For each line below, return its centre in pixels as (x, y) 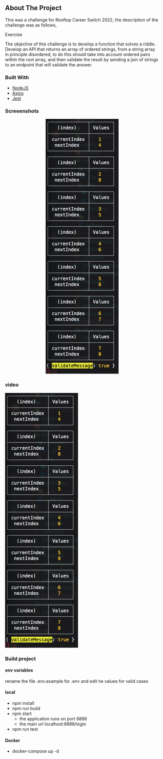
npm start (22, 714)
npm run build (26, 709)
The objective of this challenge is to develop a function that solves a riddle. (81, 44)
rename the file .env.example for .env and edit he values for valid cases (77, 681)
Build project (20, 658)
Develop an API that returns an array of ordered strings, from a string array (80, 49)
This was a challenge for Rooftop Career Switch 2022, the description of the (82, 20)
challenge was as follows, (31, 25)
